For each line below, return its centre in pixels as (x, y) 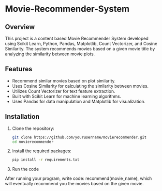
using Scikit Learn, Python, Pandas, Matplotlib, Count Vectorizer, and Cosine (81, 44)
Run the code (25, 169)
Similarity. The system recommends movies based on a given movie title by (80, 49)
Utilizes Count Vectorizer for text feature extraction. (63, 91)
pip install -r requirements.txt (46, 160)
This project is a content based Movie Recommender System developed (77, 38)
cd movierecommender (33, 142)
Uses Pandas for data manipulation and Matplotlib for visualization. (79, 101)
